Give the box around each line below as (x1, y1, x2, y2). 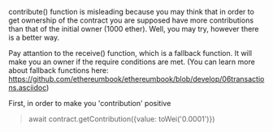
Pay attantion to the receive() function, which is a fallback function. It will (8, 49, 253, 57)
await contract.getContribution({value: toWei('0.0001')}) (28, 114, 215, 124)
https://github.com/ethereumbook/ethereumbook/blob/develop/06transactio (8, 75, 265, 83)
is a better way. (8, 32, 60, 42)
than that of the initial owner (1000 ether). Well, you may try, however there (8, 24, 259, 33)
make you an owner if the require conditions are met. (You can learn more (8, 57, 256, 66)
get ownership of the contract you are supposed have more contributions (8, 15, 254, 25)
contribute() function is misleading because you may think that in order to (8, 7, 254, 16)
